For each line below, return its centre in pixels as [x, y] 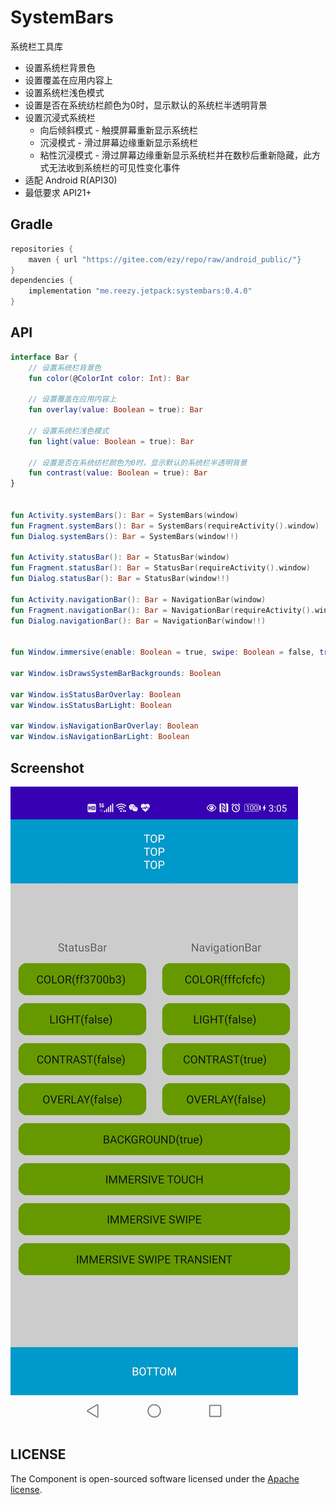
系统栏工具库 [36, 46]
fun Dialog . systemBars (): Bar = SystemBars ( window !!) [125, 536]
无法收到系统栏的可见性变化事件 [114, 167]
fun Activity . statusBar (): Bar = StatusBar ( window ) [120, 557]
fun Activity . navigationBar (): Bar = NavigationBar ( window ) [138, 599]
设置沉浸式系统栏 [60, 117]
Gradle [31, 224]
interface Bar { [44, 357]
